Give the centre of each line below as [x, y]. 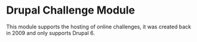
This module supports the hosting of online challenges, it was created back [99, 27]
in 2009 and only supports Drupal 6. [51, 33]
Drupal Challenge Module [71, 10]
